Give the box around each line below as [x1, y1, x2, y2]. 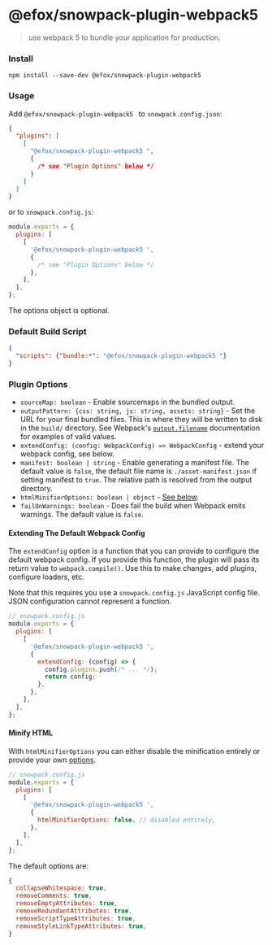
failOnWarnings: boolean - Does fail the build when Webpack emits [19, 501, 246, 511]
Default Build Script [8, 325, 87, 337]
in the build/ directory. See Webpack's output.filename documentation [19, 423, 261, 433]
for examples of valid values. [19, 432, 117, 442]
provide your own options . [8, 755, 96, 764]
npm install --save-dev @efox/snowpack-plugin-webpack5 [8, 72, 201, 80]
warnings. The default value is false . [19, 510, 144, 520]
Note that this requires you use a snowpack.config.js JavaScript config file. [8, 588, 260, 598]
